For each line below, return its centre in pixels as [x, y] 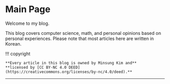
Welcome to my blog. [27, 23]
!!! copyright [18, 54]
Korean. [13, 44]
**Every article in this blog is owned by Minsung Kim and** [71, 63]
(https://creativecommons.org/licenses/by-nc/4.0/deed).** [69, 72]
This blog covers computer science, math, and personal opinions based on [83, 33]
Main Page [28, 9]
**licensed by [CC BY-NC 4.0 [36, 67]
